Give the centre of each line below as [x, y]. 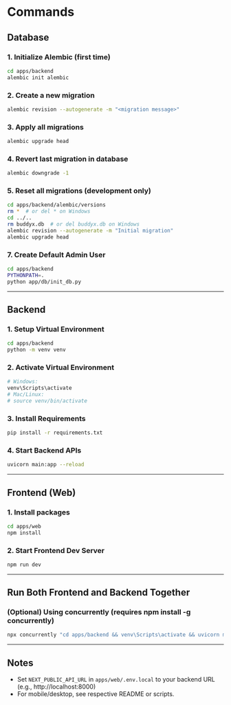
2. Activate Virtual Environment [61, 367]
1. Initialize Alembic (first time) [59, 57]
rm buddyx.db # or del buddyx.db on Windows [73, 224]
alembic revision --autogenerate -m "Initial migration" [90, 230]
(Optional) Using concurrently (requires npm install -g [99, 612]
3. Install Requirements [46, 418]
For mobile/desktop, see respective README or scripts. [96, 694]
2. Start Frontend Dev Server [56, 550]
